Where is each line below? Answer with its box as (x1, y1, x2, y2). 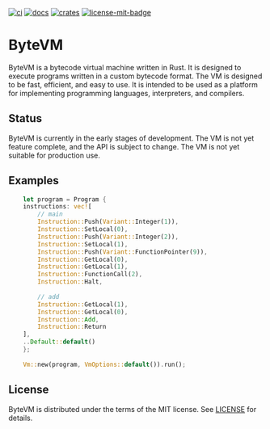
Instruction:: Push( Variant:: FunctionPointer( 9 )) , (37, 247, 208, 256)
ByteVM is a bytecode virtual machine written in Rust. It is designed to (8, 62, 242, 72)
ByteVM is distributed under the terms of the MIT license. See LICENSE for (8, 404, 257, 414)
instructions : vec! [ (23, 203, 92, 211)
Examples (8, 174, 59, 187)
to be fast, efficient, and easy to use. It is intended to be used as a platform (8, 79, 259, 89)
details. (8, 413, 33, 423)
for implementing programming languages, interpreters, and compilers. (8, 88, 245, 98)
